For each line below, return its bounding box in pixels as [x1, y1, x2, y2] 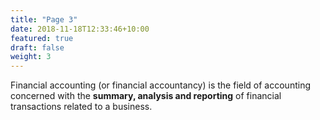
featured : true [10, 33, 74, 43]
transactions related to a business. [10, 101, 153, 113]
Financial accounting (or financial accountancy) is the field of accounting [10, 79, 311, 91]
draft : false [10, 42, 65, 53]
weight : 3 [10, 52, 52, 62]
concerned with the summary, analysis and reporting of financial [10, 90, 282, 102]
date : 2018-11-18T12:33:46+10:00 [10, 24, 150, 34]
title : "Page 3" [10, 14, 78, 25]
